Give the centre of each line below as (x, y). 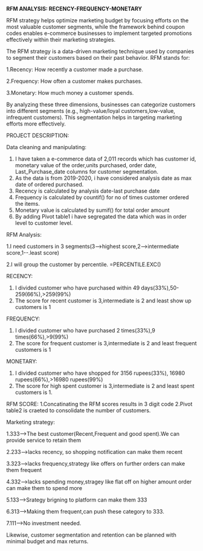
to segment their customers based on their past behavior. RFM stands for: (98, 58)
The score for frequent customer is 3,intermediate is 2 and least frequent (106, 343)
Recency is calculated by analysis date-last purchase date (87, 191)
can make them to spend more (44, 488)
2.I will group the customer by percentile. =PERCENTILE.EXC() (84, 264)
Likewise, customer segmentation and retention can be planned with (91, 535)
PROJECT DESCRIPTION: (38, 135)
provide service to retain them (44, 440)
